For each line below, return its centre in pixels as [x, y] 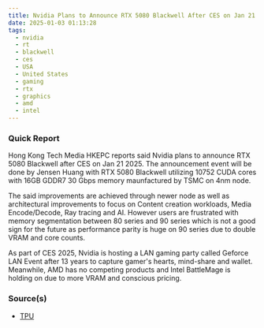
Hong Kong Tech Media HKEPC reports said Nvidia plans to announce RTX [129, 155]
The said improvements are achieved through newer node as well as [119, 196]
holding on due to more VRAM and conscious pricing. [95, 278]
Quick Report [34, 138]
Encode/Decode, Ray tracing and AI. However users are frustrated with [123, 213]
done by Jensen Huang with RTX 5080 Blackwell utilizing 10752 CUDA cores [132, 172]
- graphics [33, 96]
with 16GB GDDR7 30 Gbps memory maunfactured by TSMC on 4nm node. [130, 181]
